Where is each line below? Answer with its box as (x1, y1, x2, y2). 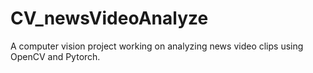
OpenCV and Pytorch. (10, 50, 101, 62)
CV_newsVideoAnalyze (10, 7, 209, 30)
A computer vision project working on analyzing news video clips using (10, 40, 304, 52)
